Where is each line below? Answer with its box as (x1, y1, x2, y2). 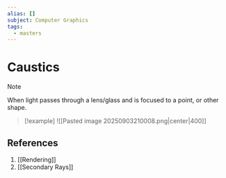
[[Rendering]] (17, 156, 56, 163)
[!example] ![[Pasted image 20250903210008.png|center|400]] (24, 117, 207, 125)
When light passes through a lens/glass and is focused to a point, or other (7, 96, 219, 104)
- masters (13, 29, 42, 37)
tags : (7, 23, 23, 30)
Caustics (7, 60, 60, 75)
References (7, 137, 58, 149)
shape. (7, 104, 27, 112)
